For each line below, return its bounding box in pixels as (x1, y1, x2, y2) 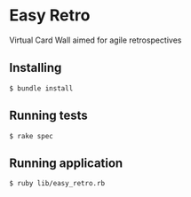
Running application (9, 155, 123, 170)
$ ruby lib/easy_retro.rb (9, 179, 105, 188)
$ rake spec (9, 131, 53, 140)
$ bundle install (9, 83, 74, 93)
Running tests (9, 108, 89, 123)
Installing (9, 60, 62, 75)
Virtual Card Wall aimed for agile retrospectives (9, 35, 182, 45)
